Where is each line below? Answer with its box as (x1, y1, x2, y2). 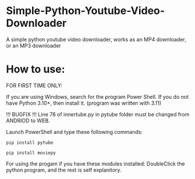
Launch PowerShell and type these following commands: (6, 128, 143, 135)
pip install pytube (6, 139, 54, 146)
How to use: (6, 63, 65, 76)
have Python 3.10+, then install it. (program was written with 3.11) (6, 99, 162, 106)
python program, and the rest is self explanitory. (6, 166, 121, 173)
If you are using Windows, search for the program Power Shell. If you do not (6, 93, 189, 100)
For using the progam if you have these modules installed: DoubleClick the (6, 160, 185, 167)
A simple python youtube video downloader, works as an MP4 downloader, (6, 36, 187, 43)
